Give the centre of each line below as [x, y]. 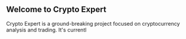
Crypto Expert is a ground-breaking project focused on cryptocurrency [93, 23]
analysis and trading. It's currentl [46, 30]
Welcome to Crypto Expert [56, 10]
